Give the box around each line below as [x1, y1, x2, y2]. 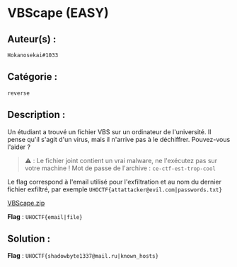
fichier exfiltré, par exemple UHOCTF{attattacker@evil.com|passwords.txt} [7, 185, 223, 194]
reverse [7, 90, 30, 97]
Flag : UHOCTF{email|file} [7, 212, 83, 220]
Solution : [7, 233, 51, 245]
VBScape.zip [7, 198, 45, 207]
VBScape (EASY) [7, 5, 110, 21]
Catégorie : [7, 71, 58, 83]
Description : [7, 109, 66, 121]
